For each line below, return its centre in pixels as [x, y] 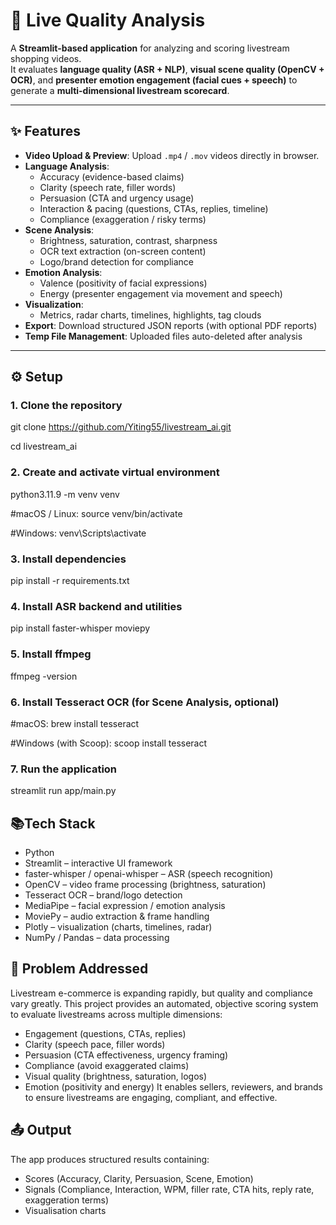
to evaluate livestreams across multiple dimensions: [116, 1014]
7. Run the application [64, 769]
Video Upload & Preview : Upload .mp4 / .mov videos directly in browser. [172, 155]
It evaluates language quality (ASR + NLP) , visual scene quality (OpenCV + [167, 69]
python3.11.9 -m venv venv [65, 494]
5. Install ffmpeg [51, 654]
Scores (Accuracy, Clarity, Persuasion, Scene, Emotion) [139, 1178]
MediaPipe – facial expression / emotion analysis [125, 906]
